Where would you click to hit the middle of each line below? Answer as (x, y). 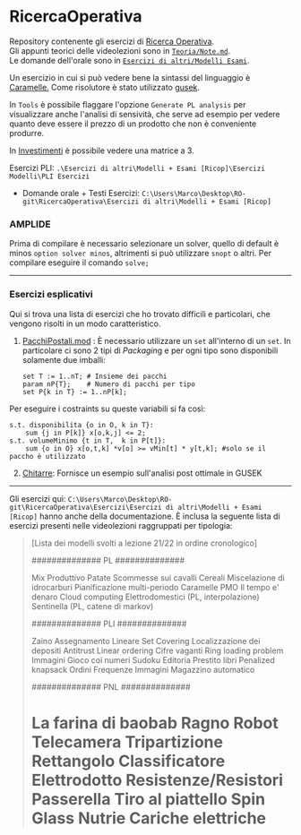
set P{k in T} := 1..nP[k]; (74, 392)
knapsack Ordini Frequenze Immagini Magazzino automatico (143, 669)
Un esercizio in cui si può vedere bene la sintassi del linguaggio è (130, 77)
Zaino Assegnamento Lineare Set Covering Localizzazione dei (146, 641)
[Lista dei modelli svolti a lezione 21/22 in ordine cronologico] (144, 543)
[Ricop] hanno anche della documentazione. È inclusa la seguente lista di (145, 516)
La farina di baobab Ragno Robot (155, 723)
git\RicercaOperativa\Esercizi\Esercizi (86, 507)
